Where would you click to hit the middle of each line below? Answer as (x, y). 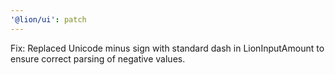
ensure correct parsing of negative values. (98, 58)
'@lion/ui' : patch (48, 19)
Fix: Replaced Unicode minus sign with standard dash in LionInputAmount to (167, 48)
